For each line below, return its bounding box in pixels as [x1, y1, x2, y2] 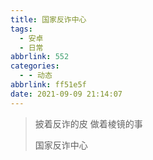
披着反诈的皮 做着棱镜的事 [34, 117, 143, 130]
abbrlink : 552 [10, 52, 70, 62]
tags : [10, 24, 33, 34]
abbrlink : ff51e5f [10, 80, 87, 90]
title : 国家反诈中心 [10, 14, 87, 25]
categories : [10, 61, 60, 71]
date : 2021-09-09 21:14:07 [10, 89, 123, 99]
